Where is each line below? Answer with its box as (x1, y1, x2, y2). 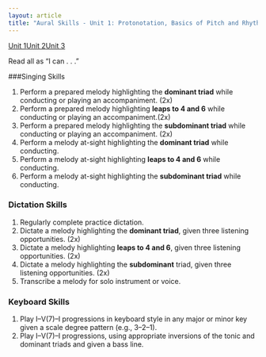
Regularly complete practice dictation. (19, 217, 144, 227)
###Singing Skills (8, 71, 66, 81)
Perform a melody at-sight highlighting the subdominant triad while (19, 171, 241, 181)
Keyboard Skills (8, 296, 70, 307)
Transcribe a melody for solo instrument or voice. (19, 276, 181, 286)
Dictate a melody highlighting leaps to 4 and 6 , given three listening (19, 243, 241, 252)
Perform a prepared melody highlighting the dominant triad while (19, 86, 234, 96)
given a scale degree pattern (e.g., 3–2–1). (19, 323, 158, 332)
